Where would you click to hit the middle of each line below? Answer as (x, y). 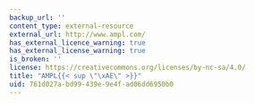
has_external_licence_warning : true (77, 43)
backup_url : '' (38, 17)
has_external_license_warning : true (77, 51)
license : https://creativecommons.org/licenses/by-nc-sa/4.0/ (127, 68)
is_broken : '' (36, 59)
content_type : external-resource (72, 26)
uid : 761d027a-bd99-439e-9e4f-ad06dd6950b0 (92, 84)
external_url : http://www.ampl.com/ (77, 34)
